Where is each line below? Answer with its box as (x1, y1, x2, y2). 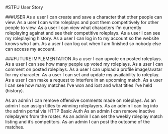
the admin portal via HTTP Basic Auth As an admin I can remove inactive (5, 108, 155, 114)
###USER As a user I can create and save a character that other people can (5, 14, 162, 20)
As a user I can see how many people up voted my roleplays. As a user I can (5, 61, 163, 67)
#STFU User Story (5, 5, 43, 10)
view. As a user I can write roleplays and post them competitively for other (5, 20, 159, 25)
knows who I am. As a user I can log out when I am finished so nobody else (5, 41, 161, 47)
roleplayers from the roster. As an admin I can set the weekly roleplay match (5, 113, 163, 119)
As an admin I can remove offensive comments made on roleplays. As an (5, 97, 156, 103)
